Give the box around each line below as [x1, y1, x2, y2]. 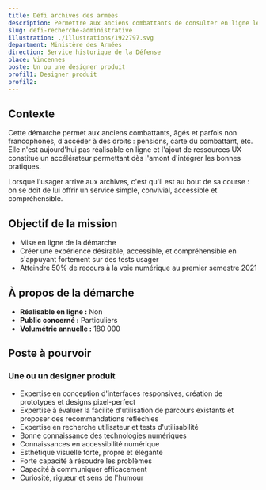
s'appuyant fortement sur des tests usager [19, 255, 159, 264]
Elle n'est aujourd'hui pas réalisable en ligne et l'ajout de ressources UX [8, 145, 242, 154]
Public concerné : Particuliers [19, 315, 118, 325]
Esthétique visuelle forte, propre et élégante [19, 447, 164, 457]
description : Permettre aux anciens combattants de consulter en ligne [8, 19, 249, 27]
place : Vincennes [8, 56, 66, 64]
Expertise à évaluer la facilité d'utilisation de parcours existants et [19, 405, 234, 415]
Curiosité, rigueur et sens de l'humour [19, 473, 144, 482]
